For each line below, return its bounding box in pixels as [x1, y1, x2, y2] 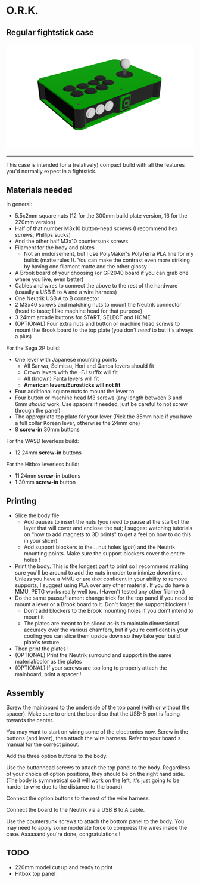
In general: [6, 201, 33, 208]
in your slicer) [23, 537, 58, 545]
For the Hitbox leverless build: [6, 461, 79, 468]
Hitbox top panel [14, 870, 56, 877]
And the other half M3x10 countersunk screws [14, 237, 129, 245]
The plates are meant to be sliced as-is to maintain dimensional [23, 620, 179, 627]
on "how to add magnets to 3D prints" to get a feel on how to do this [23, 531, 192, 538]
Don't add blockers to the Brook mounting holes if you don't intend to [23, 607, 193, 615]
